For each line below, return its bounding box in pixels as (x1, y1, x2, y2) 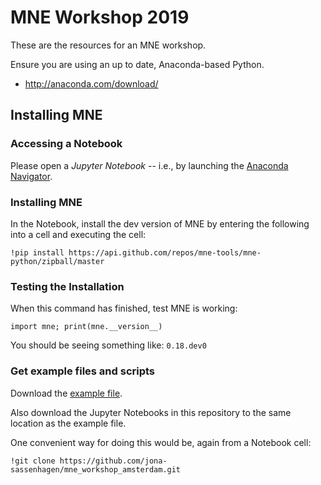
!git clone (10, 456, 56, 466)
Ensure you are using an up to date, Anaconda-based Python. (10, 58, 265, 70)
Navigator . (10, 170, 53, 182)
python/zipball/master (10, 256, 105, 266)
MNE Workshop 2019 (10, 6, 190, 29)
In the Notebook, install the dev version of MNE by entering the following (10, 217, 310, 230)
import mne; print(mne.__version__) (10, 322, 163, 332)
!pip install (10, 247, 65, 258)
